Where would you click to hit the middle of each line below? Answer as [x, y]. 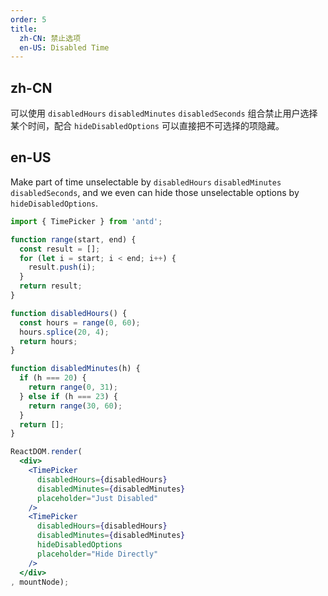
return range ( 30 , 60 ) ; [75, 406]
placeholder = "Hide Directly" [97, 554]
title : [24, 29]
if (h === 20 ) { [53, 378]
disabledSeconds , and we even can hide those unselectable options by [155, 192]
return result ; [51, 286]
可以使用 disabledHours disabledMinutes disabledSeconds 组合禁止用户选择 [164, 113]
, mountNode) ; [40, 582]
